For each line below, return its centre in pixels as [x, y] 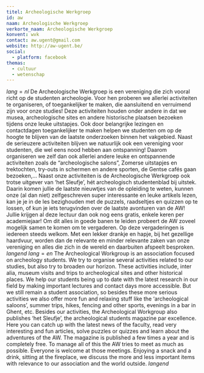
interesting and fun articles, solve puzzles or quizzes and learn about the [98, 331]
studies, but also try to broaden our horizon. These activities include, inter [99, 266]
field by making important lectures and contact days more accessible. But [99, 286]
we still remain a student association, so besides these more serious [92, 293]
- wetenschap [28, 74]
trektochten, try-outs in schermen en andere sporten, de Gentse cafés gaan [101, 169]
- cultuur [24, 69]
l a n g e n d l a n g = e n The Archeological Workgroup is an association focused [100, 254]
